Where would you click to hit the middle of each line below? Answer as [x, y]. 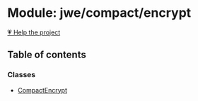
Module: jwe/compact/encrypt [99, 13]
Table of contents [47, 55]
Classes [22, 75]
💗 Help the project [34, 32]
